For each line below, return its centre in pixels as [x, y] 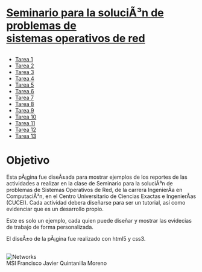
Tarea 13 [26, 136]
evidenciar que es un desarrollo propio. [55, 209]
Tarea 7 [24, 97]
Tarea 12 [26, 129]
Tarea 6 [24, 91]
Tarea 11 [25, 123]
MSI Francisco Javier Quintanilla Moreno [57, 263]
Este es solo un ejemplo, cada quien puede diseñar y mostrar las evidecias [99, 220]
